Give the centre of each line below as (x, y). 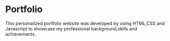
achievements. (21, 34)
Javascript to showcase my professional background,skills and (71, 28)
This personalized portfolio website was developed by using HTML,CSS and (85, 23)
